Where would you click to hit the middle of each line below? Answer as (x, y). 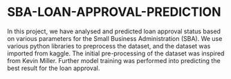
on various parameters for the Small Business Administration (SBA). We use (115, 38)
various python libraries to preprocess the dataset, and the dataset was (109, 46)
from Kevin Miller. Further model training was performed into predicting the (114, 60)
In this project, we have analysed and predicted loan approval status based (114, 31)
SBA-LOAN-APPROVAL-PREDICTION (114, 12)
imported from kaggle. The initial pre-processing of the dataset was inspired (116, 53)
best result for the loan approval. (54, 68)
